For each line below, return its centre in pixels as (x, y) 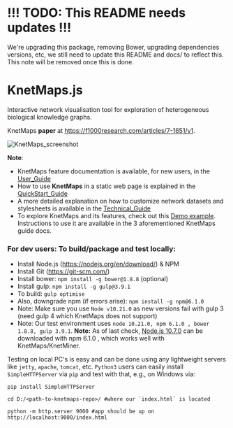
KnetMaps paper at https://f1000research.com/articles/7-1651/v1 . (101, 130)
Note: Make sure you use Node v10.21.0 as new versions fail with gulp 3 (121, 308)
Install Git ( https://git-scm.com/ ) (63, 271)
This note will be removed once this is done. (70, 62)
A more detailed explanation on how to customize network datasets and (120, 201)
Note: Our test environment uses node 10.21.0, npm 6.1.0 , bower (113, 324)
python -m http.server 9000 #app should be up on (81, 412)
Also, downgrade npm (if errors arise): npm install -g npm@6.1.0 (111, 301)
